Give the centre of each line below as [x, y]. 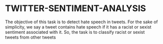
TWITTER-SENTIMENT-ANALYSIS [76, 8]
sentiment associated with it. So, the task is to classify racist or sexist [75, 32]
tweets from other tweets [31, 37]
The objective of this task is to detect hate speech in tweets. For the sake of [81, 22]
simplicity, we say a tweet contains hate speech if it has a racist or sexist [78, 27]
